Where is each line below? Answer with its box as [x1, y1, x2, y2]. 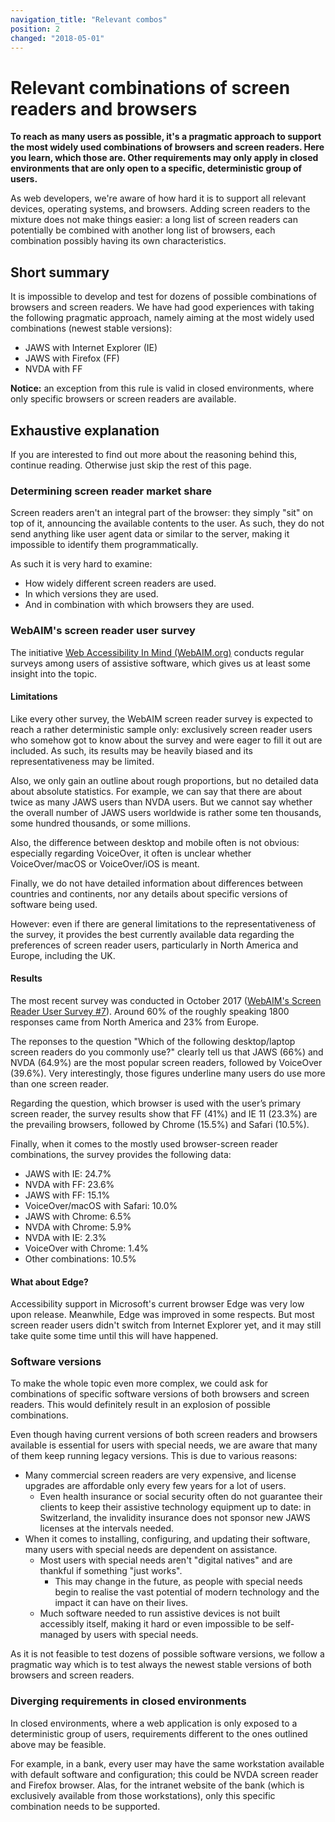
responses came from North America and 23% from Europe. [10, 1016, 260, 1028]
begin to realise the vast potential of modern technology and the [54, 1586, 320, 1598]
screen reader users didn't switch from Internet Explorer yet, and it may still [10, 1319, 322, 1331]
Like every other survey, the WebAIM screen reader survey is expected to [10, 712, 313, 725]
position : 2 [10, 24, 60, 34]
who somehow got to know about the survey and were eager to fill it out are [10, 734, 323, 746]
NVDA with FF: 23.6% [24, 1178, 115, 1190]
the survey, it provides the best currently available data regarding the [10, 928, 295, 940]
